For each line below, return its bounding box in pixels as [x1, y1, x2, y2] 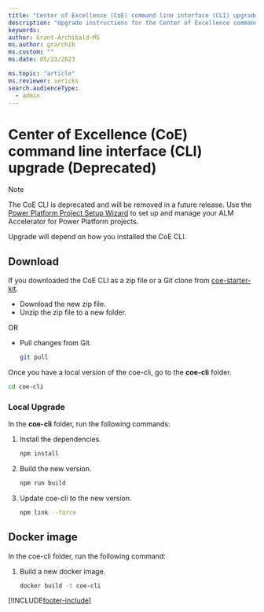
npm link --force [19, 508, 77, 516]
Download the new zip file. [19, 300, 106, 309]
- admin [15, 91, 41, 99]
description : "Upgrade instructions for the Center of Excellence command [8, 19, 258, 27]
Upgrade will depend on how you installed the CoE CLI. [8, 232, 187, 241]
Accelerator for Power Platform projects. [8, 217, 139, 227]
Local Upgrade [8, 401, 65, 412]
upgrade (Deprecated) [8, 159, 157, 177]
